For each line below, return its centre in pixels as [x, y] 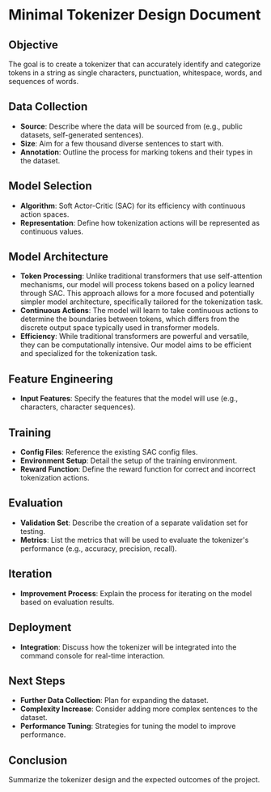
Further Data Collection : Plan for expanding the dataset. [114, 701]
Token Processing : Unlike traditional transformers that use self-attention [141, 276]
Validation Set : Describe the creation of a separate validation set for [134, 523]
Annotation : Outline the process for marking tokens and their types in [136, 152]
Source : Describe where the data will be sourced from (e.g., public [131, 126]
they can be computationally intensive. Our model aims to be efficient [136, 345]
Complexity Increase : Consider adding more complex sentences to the [139, 709]
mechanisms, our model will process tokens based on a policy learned [137, 285]
